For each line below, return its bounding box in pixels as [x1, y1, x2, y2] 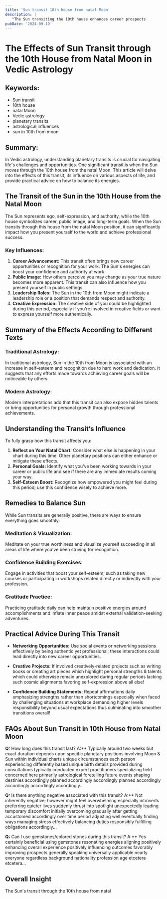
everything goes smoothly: [5, 517, 60, 523]
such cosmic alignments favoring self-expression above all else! [12, 679, 145, 685]
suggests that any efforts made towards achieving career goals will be [5, 370, 150, 376]
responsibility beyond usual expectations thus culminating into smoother [12, 704, 162, 711]
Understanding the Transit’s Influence [5, 425, 126, 433]
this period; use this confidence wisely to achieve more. [12, 484, 128, 490]
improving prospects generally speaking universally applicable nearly [5, 850, 148, 856]
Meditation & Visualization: [5, 530, 72, 537]
